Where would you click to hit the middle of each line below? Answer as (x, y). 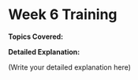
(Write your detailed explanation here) (70, 67)
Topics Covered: (36, 36)
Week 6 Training (63, 15)
